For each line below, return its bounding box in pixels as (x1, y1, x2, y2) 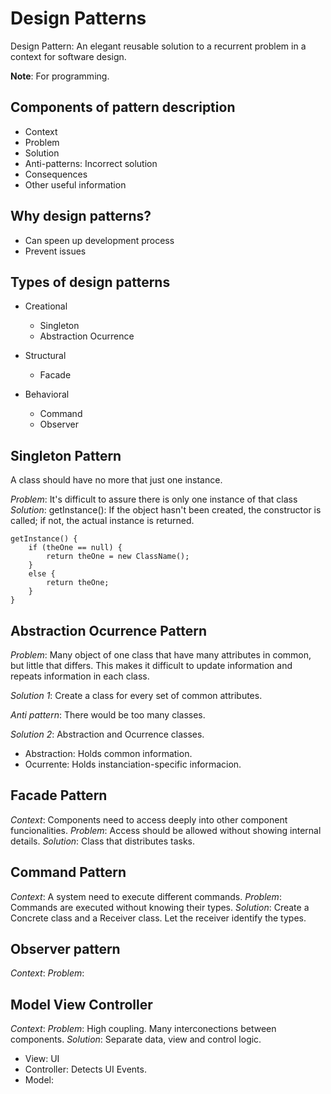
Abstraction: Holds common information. (24, 748, 193, 759)
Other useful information (24, 178, 127, 191)
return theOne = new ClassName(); (46, 552, 190, 562)
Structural (24, 350, 67, 362)
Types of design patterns (10, 273, 171, 291)
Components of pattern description (10, 99, 236, 116)
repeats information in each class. (10, 670, 150, 682)
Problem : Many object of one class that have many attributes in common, (10, 649, 312, 661)
